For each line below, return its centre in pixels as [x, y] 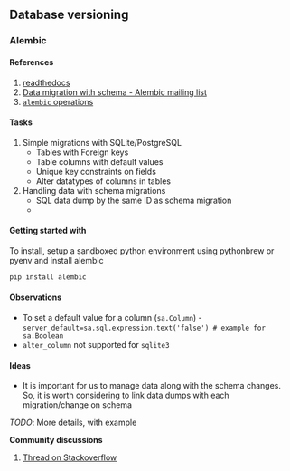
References [32, 62]
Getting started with [48, 231]
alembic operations [58, 101]
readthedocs [46, 82]
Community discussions [56, 440]
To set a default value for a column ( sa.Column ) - [112, 317]
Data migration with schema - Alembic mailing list [115, 92]
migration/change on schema [77, 405]
